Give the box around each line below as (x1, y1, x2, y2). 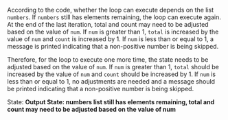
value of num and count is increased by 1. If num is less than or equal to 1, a (7, 35, 214, 43)
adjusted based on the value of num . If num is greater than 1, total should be (7, 63, 220, 71)
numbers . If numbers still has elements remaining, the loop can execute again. (7, 13, 221, 21)
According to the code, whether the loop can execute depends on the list (7, 6, 214, 14)
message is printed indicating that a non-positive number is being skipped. (7, 43, 219, 50)
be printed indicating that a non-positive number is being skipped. (7, 85, 194, 93)
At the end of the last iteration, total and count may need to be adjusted (7, 21, 209, 28)
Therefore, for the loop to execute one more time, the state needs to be (7, 56, 209, 64)
